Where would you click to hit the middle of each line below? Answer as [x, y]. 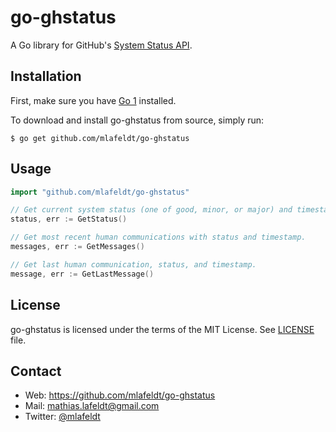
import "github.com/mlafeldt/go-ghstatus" [100, 192]
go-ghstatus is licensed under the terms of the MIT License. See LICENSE [162, 329]
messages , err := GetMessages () [77, 247]
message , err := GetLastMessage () [82, 274]
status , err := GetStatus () [69, 219]
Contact [36, 371]
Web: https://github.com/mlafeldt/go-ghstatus [120, 395]
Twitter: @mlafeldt [62, 417]
